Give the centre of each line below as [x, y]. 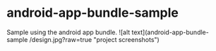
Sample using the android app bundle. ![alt [68, 32]
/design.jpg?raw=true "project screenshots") [94, 39]
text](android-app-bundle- [170, 32]
